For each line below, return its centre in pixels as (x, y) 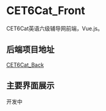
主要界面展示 (30, 86)
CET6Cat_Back (25, 64)
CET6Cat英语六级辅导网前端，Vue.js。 (55, 28)
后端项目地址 (30, 50)
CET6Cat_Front (46, 11)
